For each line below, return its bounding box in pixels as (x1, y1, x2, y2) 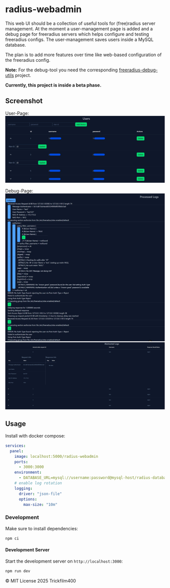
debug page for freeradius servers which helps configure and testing (5, 31, 149, 37)
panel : (10, 448, 24, 454)
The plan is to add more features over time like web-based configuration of (5, 52, 162, 58)
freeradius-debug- (118, 67, 158, 73)
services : (5, 443, 26, 448)
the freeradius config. (5, 57, 51, 63)
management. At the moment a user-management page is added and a (5, 25, 153, 31)
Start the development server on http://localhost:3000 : (5, 558, 123, 564)
